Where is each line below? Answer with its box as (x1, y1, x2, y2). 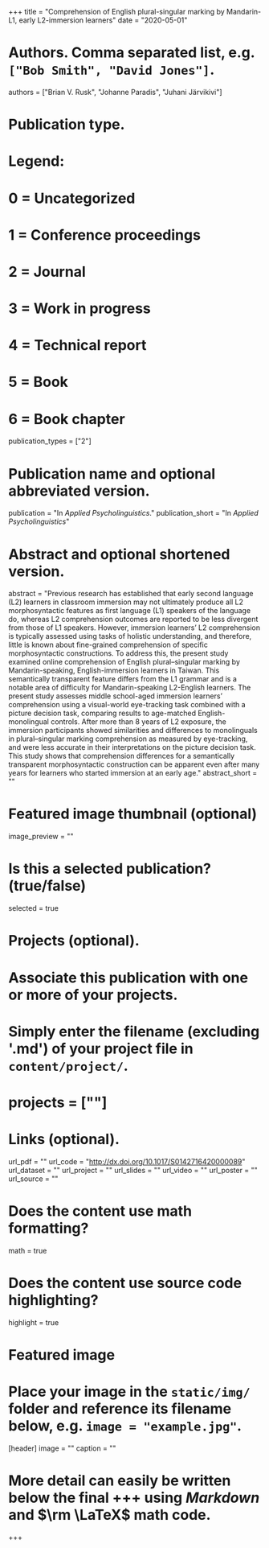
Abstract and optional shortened (8, 545, 230, 563)
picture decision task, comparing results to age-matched (8, 708, 197, 718)
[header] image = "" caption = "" (8, 1443, 116, 1453)
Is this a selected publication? (8, 860, 211, 878)
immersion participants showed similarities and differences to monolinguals (8, 726, 259, 735)
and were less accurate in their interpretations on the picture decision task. (8, 743, 257, 752)
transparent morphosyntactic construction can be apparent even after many (8, 760, 260, 769)
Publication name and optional (8, 464, 216, 483)
